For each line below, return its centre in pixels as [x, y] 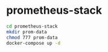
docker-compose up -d [33, 43]
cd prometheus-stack [32, 26]
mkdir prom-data [27, 32]
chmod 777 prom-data [32, 37]
